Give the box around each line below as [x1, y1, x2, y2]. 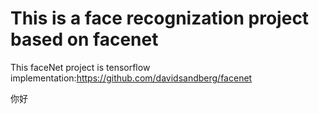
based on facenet [10, 28, 159, 51]
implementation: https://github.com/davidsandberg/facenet [10, 72, 253, 84]
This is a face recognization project [10, 7, 310, 30]
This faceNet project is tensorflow [10, 61, 151, 73]
